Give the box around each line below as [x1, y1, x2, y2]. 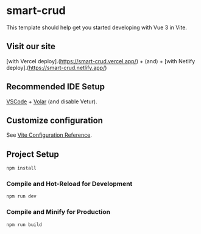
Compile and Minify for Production [6, 208, 111, 216]
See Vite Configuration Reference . [6, 131, 93, 139]
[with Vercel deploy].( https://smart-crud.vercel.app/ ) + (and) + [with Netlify [6, 57, 196, 64]
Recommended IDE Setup [6, 81, 105, 92]
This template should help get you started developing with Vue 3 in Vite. [6, 24, 188, 31]
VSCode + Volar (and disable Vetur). [6, 98, 97, 105]
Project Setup [6, 149, 60, 159]
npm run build [6, 221, 43, 228]
